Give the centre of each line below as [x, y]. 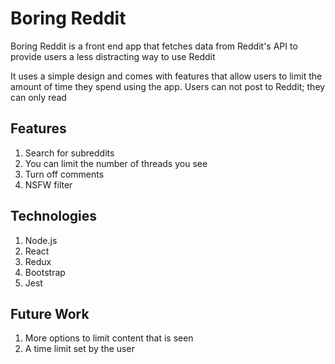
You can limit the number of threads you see [116, 163]
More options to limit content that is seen [109, 338]
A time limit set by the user [79, 349]
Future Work [50, 313]
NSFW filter [48, 184]
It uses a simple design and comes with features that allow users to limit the [166, 76]
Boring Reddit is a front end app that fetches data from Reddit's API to [154, 46]
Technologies [54, 216]
